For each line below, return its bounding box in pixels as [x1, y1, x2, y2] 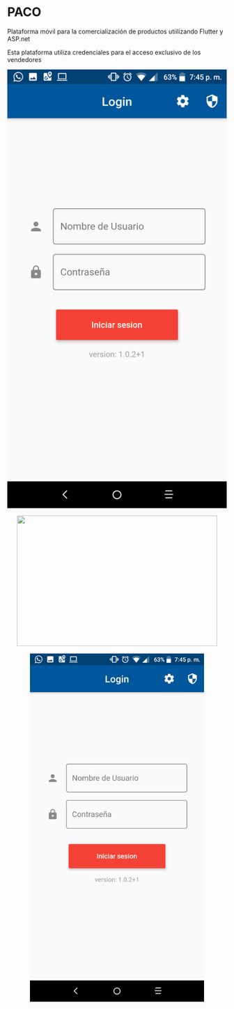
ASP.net [7, 34, 31, 42]
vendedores [7, 55, 42, 63]
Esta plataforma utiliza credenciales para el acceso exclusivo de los [7, 48, 201, 56]
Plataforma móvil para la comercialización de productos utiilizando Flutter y [7, 27, 224, 36]
